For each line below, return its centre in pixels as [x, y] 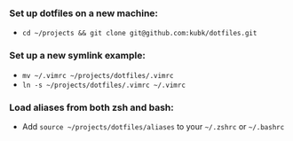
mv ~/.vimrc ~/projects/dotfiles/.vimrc [98, 75]
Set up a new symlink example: [78, 56]
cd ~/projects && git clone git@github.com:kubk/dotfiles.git [139, 34]
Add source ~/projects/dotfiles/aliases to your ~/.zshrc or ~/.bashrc [153, 126]
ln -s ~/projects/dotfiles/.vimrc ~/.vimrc [104, 85]
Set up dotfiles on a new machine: [83, 13]
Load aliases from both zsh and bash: [92, 107]
